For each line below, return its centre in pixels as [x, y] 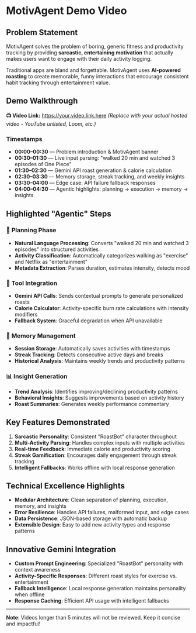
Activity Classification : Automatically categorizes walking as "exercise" [101, 255]
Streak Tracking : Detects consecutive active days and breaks [89, 355]
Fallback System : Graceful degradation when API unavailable [88, 321]
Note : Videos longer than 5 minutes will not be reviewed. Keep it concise [93, 618]
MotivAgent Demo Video [66, 11]
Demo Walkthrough [42, 101]
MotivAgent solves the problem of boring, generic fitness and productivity [95, 46]
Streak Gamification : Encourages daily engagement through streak [95, 455]
